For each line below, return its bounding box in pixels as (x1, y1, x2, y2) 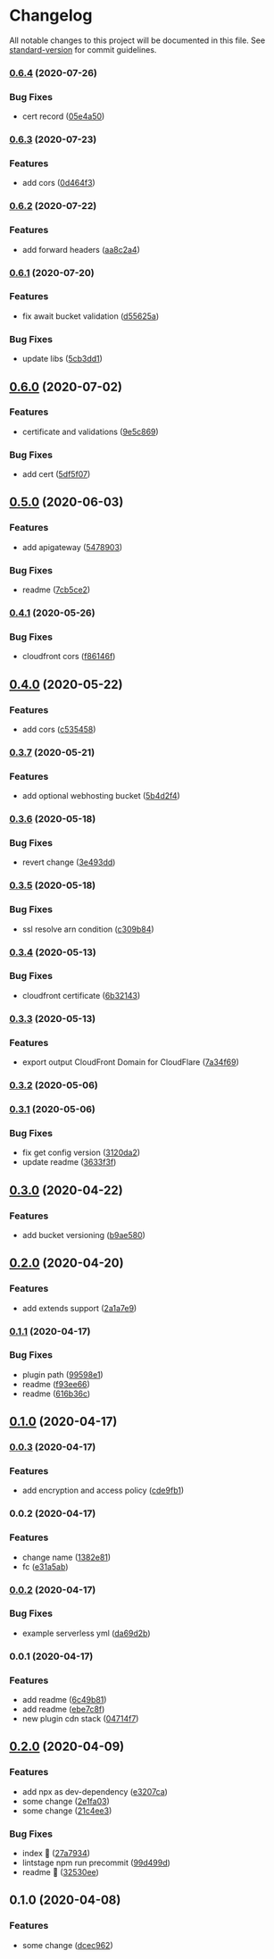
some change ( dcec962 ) (21, 1939, 113, 1950)
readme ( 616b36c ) (21, 1388, 91, 1399)
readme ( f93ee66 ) (21, 1378, 91, 1389)
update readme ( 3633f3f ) (21, 1157, 117, 1168)
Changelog (9, 5, 93, 26)
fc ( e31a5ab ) (21, 1561, 69, 1572)
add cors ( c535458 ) (21, 724, 96, 734)
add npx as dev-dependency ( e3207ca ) (21, 1786, 168, 1796)
